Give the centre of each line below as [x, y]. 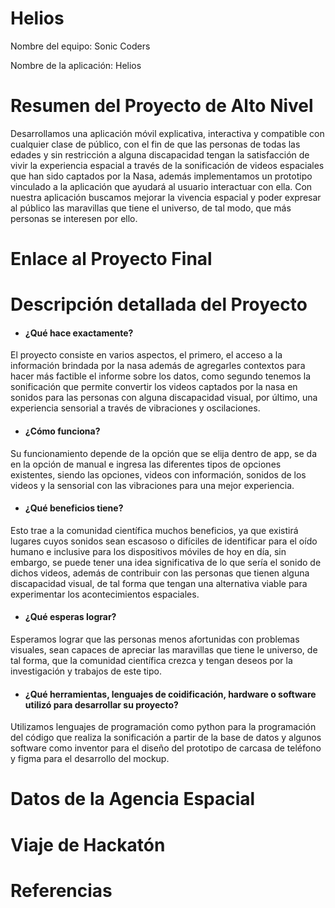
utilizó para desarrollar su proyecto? [101, 704]
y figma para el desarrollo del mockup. [90, 759]
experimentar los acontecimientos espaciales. [105, 594]
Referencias [61, 890]
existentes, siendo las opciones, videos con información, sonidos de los [158, 474]
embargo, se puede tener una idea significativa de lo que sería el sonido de [166, 562]
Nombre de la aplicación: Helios [76, 65]
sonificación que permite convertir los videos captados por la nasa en [154, 387]
